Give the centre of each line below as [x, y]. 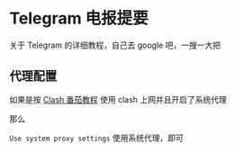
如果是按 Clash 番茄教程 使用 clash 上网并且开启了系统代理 [118, 99]
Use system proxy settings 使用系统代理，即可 [96, 138]
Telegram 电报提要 [79, 18]
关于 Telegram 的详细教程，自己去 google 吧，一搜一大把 [115, 45]
